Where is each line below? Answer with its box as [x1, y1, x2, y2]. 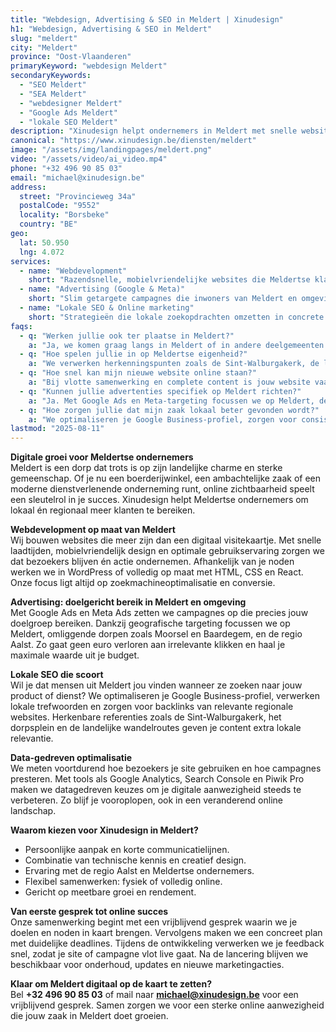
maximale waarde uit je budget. [10, 649, 140, 661]
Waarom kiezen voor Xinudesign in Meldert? [10, 824, 199, 836]
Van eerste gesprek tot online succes [10, 906, 169, 918]
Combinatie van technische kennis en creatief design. [24, 854, 247, 866]
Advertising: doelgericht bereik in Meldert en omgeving [10, 596, 247, 608]
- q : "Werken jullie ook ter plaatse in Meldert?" [19, 331, 235, 341]
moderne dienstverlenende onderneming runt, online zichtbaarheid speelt [10, 483, 315, 495]
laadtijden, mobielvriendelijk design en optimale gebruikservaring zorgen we [10, 545, 325, 557]
